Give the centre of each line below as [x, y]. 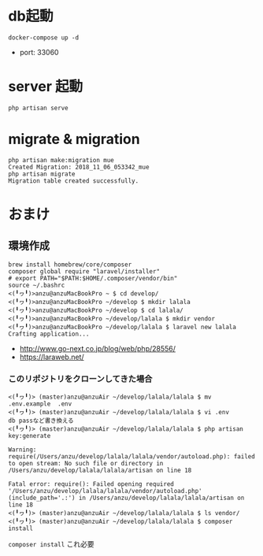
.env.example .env [40, 404]
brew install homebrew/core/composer [70, 265]
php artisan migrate [42, 174]
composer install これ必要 [51, 544]
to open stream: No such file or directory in [86, 464]
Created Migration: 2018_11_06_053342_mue [79, 167]
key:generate [30, 436]
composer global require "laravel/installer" [84, 271]
